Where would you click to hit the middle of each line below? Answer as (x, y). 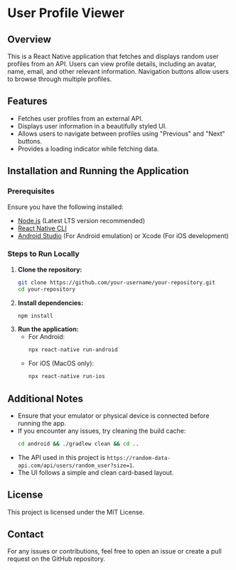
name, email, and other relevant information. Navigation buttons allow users (118, 71)
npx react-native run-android (73, 350)
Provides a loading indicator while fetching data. (88, 149)
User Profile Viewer (66, 13)
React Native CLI (42, 228)
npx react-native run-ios (66, 377)
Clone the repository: (50, 269)
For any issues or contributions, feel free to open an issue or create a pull (114, 552)
